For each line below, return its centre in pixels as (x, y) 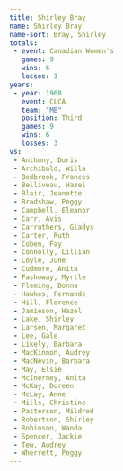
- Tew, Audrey (40, 445)
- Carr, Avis (38, 218)
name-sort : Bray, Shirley (57, 34)
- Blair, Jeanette (48, 194)
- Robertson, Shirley (53, 420)
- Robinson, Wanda (48, 428)
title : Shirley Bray (48, 18)
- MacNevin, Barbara (52, 361)
